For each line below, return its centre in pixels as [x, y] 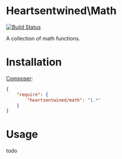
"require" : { [33, 94]
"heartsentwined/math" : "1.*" [64, 100]
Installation [34, 62]
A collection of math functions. [43, 38]
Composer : [20, 78]
